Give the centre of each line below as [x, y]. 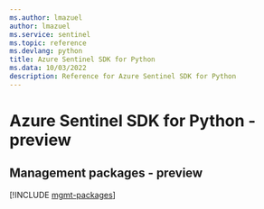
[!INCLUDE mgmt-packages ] [62, 195]
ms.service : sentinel [50, 34]
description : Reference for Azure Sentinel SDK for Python [123, 77]
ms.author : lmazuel [46, 18]
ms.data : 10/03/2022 [48, 68]
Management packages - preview [106, 173]
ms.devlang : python [46, 51]
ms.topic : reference [48, 43]
